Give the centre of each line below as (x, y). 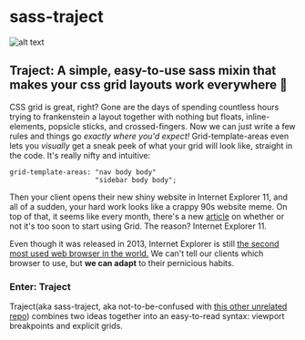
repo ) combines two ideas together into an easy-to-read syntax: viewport (147, 316)
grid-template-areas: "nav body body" (83, 172)
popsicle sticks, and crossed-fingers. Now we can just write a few (172, 126)
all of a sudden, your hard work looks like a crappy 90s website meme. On (148, 206)
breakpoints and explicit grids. (66, 326)
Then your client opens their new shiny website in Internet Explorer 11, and (149, 197)
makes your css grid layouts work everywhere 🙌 (149, 85)
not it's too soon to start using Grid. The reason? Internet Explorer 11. (138, 226)
